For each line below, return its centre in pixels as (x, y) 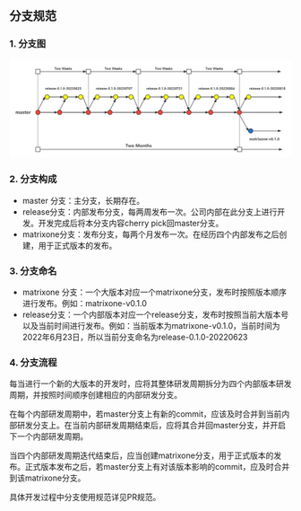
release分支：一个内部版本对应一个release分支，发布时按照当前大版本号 (155, 314)
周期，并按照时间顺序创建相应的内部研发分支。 (95, 395)
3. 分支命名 (33, 270)
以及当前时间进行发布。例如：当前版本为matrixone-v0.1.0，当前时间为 (151, 326)
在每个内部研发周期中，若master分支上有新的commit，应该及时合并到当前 (146, 414)
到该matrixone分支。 (47, 478)
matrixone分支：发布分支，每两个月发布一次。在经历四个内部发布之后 (150, 234)
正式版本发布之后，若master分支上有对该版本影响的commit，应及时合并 (157, 467)
